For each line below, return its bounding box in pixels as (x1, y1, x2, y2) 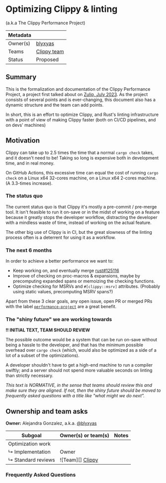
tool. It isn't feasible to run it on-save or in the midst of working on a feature (5, 209, 160, 215)
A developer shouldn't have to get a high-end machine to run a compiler (5, 362, 153, 368)
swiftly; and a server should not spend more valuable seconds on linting (5, 368, 153, 374)
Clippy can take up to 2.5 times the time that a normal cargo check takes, (5, 150, 154, 156)
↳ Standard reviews (8, 457, 55, 464)
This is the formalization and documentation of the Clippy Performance (5, 86, 151, 92)
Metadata (8, 31, 32, 38)
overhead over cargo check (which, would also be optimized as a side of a (5, 347, 157, 353)
